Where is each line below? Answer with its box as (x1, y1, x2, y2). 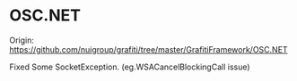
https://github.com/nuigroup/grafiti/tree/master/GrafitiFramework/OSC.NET (9, 44, 289, 54)
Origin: (9, 35, 34, 45)
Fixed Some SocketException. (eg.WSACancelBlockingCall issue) (9, 61, 250, 72)
